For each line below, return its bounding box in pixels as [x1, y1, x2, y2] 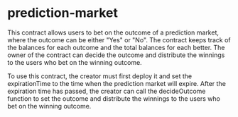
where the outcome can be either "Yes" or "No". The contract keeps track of [7, 35, 231, 44]
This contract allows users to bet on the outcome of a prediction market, [7, 28, 219, 37]
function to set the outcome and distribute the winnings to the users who [7, 94, 220, 103]
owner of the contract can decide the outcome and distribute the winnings [7, 51, 225, 59]
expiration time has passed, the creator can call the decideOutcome [7, 87, 206, 95]
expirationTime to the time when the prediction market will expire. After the [7, 79, 226, 87]
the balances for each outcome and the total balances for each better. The [7, 43, 225, 51]
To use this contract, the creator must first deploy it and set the [7, 72, 193, 80]
